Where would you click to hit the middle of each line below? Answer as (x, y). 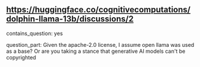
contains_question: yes (34, 33)
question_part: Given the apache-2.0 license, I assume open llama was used (100, 44)
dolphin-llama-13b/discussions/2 (70, 19)
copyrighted (21, 57)
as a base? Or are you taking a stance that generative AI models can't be (96, 51)
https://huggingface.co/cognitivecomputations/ (98, 10)
